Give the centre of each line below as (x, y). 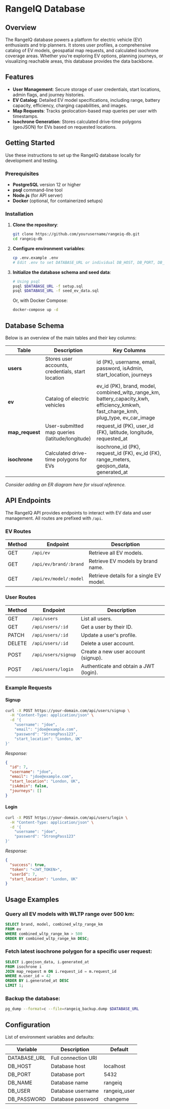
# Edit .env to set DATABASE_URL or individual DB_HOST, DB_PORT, (84, 262)
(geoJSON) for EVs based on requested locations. (65, 127)
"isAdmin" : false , (29, 786)
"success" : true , (28, 865)
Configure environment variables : (49, 248)
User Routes (21, 597)
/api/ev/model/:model (58, 579)
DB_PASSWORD (27, 1099)
